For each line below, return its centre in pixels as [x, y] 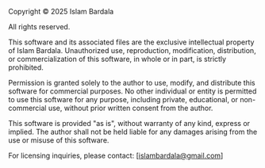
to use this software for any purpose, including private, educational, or [123, 99]
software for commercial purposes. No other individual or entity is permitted [132, 91]
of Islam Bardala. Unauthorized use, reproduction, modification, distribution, [132, 50]
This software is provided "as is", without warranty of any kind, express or [129, 123]
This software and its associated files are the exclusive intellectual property [131, 42]
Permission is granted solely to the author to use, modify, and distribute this [132, 83]
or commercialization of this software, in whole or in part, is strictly [117, 59]
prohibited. [26, 67]
